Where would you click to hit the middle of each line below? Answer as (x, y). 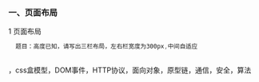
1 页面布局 (25, 31)
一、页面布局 (33, 12)
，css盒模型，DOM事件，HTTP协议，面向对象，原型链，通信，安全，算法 (130, 70)
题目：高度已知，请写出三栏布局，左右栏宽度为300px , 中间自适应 (107, 47)
